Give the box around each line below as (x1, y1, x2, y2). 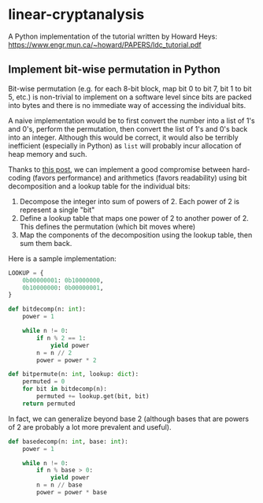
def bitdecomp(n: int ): (8, 305, 87, 313)
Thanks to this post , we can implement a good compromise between (8, 164, 231, 174)
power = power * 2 (36, 356, 97, 364)
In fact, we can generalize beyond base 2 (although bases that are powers (8, 414, 250, 423)
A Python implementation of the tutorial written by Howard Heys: (8, 32, 218, 41)
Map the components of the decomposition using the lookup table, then (19, 230, 253, 240)
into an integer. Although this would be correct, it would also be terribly (8, 132, 239, 142)
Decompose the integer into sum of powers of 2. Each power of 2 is (19, 196, 240, 206)
